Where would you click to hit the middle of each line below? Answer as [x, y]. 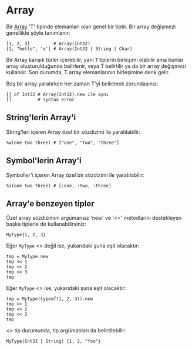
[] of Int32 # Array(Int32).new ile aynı [58, 94]
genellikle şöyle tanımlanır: [38, 32]
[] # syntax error [41, 100]
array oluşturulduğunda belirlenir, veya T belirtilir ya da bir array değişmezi [96, 66]
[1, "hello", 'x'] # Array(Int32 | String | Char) [69, 49]
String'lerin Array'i [41, 118]
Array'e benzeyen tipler [50, 204]
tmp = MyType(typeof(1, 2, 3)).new [50, 299]
